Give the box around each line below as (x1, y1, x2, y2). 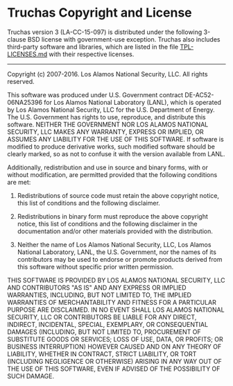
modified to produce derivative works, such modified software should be (7, 142, 216, 151)
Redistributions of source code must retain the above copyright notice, (17, 191, 220, 199)
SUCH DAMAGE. (7, 371, 54, 380)
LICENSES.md (7, 50, 48, 58)
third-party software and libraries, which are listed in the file (7, 42, 179, 51)
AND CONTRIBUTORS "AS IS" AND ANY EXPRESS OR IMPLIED (7, 283, 187, 292)
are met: (7, 178, 31, 186)
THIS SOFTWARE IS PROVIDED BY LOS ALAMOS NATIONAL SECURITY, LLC (7, 276, 225, 284)
